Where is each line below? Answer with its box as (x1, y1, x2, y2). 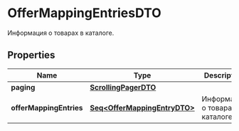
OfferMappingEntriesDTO (7, 5, 161, 21)
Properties (7, 49, 55, 61)
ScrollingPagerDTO (90, 82, 156, 92)
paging (11, 82, 36, 92)
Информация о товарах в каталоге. (7, 28, 115, 37)
